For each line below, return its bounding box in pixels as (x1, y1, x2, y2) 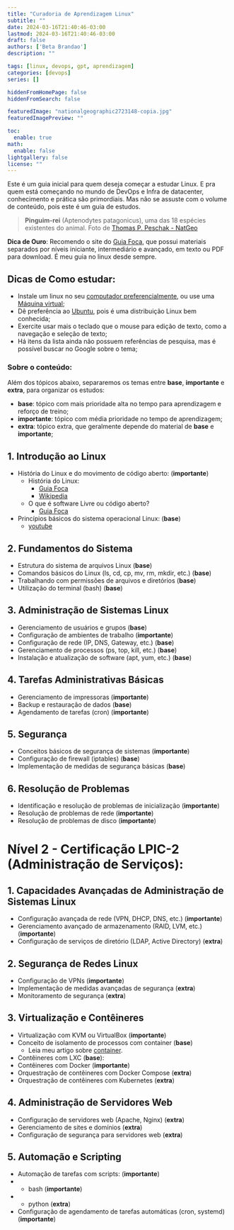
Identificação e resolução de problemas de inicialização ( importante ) (17, 802, 220, 810)
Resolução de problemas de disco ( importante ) (17, 817, 157, 825)
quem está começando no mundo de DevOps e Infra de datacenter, (7, 187, 204, 196)
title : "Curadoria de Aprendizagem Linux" (7, 10, 134, 18)
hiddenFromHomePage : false (7, 89, 87, 96)
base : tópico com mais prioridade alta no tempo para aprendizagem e (17, 400, 221, 408)
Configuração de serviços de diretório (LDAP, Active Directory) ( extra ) (17, 937, 223, 946)
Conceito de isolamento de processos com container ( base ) (17, 1038, 193, 1046)
